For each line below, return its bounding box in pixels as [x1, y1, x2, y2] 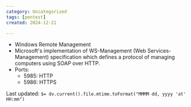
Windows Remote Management [14, 41, 91, 48]
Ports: [14, 66, 29, 73]
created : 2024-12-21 [6, 20, 57, 25]
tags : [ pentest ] [6, 14, 46, 20]
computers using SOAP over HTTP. [14, 60, 100, 67]
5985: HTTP [23, 72, 53, 80]
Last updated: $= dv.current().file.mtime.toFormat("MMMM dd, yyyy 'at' [6, 90, 186, 98]
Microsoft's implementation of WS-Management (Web [14, 47, 146, 54]
